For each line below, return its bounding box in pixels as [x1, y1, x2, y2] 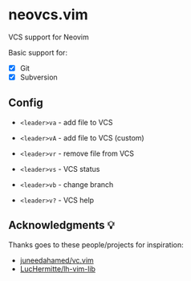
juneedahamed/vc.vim [19, 255, 94, 265]
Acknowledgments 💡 [8, 218, 115, 232]
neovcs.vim [8, 6, 88, 24]
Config [8, 96, 43, 110]
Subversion [19, 72, 58, 82]
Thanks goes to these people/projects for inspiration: [8, 239, 185, 250]
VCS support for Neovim [8, 32, 90, 42]
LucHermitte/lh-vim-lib [19, 263, 96, 274]
